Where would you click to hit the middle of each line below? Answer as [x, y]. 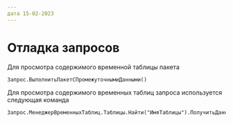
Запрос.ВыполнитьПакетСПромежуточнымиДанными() [77, 79]
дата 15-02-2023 [31, 13]
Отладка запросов [63, 47]
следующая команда [38, 100]
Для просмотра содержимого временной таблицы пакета [94, 67]
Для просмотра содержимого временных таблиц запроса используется [115, 92]
